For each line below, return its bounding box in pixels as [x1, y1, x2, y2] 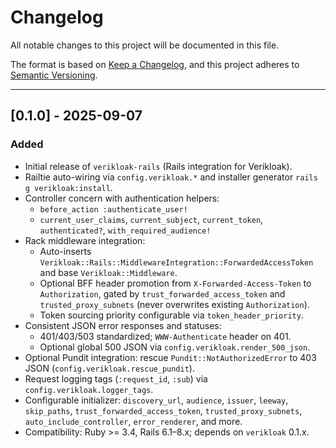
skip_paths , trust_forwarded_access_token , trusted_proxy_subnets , [24, 404, 303, 416]
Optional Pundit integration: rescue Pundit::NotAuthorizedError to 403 [24, 351, 317, 363]
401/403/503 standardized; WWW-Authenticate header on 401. [39, 330, 292, 342]
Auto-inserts [39, 245, 92, 257]
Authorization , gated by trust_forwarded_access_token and [39, 287, 286, 300]
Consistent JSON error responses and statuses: [24, 319, 222, 331]
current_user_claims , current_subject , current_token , [39, 213, 264, 225]
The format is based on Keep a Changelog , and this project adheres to [10, 58, 300, 70]
